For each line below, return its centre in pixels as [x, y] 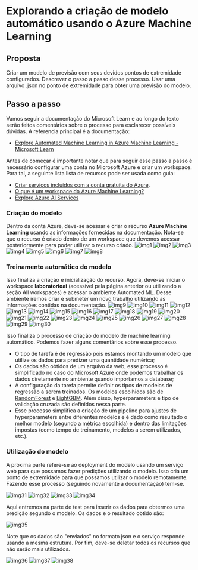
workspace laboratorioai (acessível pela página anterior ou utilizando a [94, 286]
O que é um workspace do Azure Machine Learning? [79, 191]
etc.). [21, 436]
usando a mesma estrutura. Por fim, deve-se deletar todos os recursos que [98, 543]
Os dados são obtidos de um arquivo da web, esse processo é [91, 366]
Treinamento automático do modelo [59, 267]
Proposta [23, 58]
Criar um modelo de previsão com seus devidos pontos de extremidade [94, 73]
